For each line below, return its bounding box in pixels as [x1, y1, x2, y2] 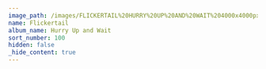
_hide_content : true [8, 48, 77, 56]
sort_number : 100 [8, 33, 66, 42]
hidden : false [8, 41, 55, 49]
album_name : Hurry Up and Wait [8, 26, 112, 34]
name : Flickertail [8, 19, 69, 27]
